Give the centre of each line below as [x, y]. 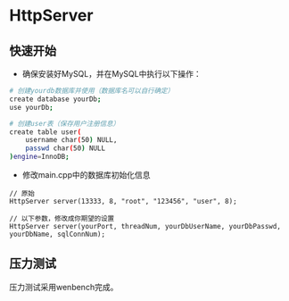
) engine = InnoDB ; [39, 157]
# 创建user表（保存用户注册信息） [65, 123]
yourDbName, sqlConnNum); [57, 234]
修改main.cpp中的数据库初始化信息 [86, 175]
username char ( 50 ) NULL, [71, 140]
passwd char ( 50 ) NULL [65, 148]
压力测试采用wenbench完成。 [64, 287]
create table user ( [45, 132]
